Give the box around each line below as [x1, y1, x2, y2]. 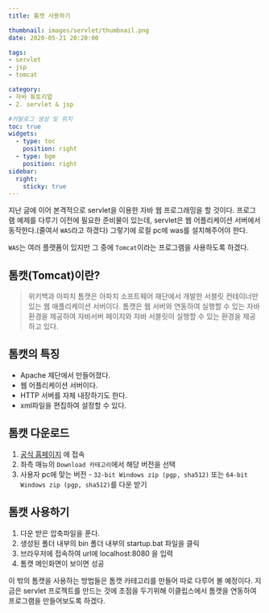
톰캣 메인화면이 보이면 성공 [19, 558, 105, 568]
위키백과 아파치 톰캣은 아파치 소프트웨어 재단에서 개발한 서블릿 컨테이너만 [27, 292, 259, 301]
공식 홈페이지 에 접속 [19, 449, 85, 459]
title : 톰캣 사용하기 [8, 11, 71, 20]
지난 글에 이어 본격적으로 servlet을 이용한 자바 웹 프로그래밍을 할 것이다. [8, 205, 235, 215]
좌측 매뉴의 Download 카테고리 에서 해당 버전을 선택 [19, 459, 176, 469]
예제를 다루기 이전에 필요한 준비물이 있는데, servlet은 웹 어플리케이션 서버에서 [16, 215, 261, 226]
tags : [8, 48, 27, 56]
